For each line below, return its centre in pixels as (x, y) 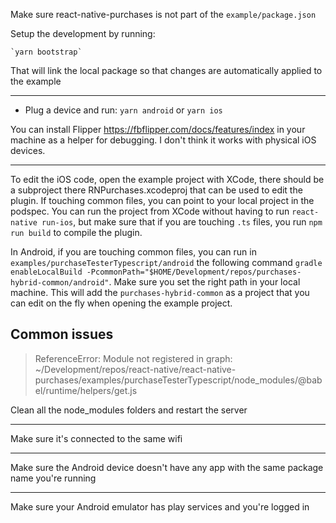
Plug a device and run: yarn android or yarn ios (123, 110)
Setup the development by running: (83, 33)
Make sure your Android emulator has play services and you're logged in (160, 506)
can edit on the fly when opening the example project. (121, 303)
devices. (28, 150)
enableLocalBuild (46, 272)
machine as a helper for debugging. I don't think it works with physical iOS (163, 140)
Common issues (62, 334)
